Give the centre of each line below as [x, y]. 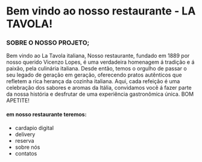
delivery [25, 134]
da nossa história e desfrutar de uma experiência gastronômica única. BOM [100, 94]
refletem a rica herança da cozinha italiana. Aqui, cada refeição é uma [93, 81]
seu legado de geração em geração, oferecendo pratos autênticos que [94, 75]
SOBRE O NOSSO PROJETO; [48, 43]
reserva [24, 140]
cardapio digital [34, 128]
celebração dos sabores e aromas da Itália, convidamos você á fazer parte [99, 88]
